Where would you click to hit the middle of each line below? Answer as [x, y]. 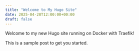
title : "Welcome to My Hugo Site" [41, 10]
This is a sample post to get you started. [46, 43]
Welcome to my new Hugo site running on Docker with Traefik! [70, 33]
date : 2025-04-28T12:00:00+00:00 [40, 14]
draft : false [19, 19]
